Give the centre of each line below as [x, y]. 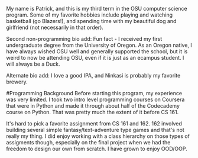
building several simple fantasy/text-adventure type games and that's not [95, 130]
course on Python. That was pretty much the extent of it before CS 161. [92, 112]
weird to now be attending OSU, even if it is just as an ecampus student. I [95, 58]
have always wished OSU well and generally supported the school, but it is [97, 51]
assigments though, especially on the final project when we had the [88, 142]
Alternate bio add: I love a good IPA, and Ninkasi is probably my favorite [93, 75]
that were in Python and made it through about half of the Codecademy [93, 106]
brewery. [17, 82]
